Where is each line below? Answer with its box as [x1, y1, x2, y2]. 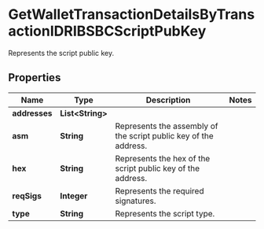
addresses [12, 108, 53, 119]
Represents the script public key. [8, 48, 115, 57]
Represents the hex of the [115, 153, 211, 164]
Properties [8, 71, 61, 84]
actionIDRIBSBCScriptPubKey [8, 22, 207, 40]
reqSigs [12, 190, 42, 201]
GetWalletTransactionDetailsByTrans [8, 6, 255, 24]
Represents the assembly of [115, 120, 218, 131]
